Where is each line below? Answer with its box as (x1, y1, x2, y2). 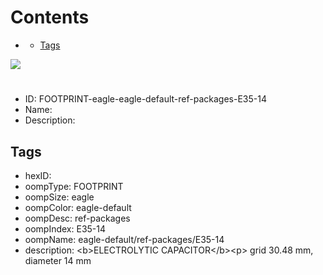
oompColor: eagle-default (24, 201, 132, 213)
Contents (10, 6, 90, 29)
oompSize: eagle (24, 191, 95, 203)
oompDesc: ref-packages (24, 212, 131, 224)
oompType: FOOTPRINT (24, 180, 124, 192)
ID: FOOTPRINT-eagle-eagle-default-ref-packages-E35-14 (24, 93, 267, 105)
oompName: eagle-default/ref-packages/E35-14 (24, 233, 225, 245)
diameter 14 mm (24, 254, 92, 266)
